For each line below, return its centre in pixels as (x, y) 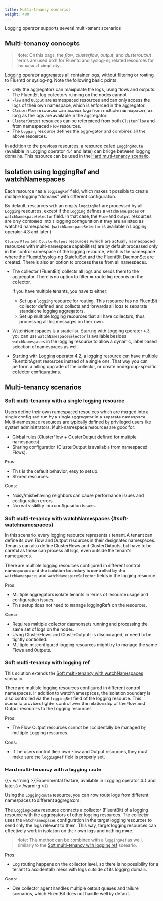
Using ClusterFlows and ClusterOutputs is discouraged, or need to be (82, 635)
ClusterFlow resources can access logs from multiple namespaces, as (82, 110)
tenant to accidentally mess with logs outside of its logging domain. (80, 869)
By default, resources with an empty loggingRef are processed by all (74, 206)
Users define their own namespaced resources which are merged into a (77, 412)
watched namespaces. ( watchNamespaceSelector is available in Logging (76, 227)
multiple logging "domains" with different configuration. (61, 197)
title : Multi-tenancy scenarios (38, 10)
